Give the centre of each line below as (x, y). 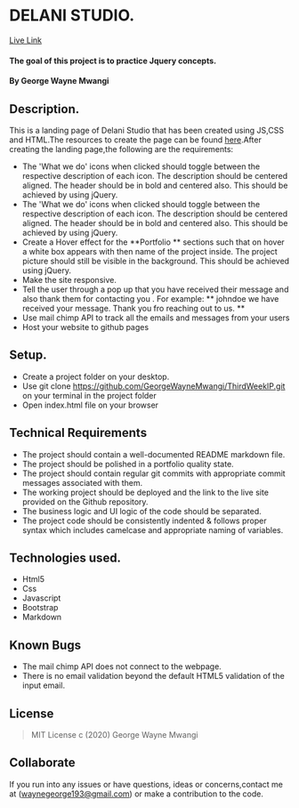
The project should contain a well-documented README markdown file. (154, 454)
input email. (43, 685)
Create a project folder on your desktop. (96, 376)
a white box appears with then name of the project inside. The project (149, 251)
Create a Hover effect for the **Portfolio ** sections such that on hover (153, 242)
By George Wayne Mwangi (59, 81)
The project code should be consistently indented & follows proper (144, 521)
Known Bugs (45, 645)
